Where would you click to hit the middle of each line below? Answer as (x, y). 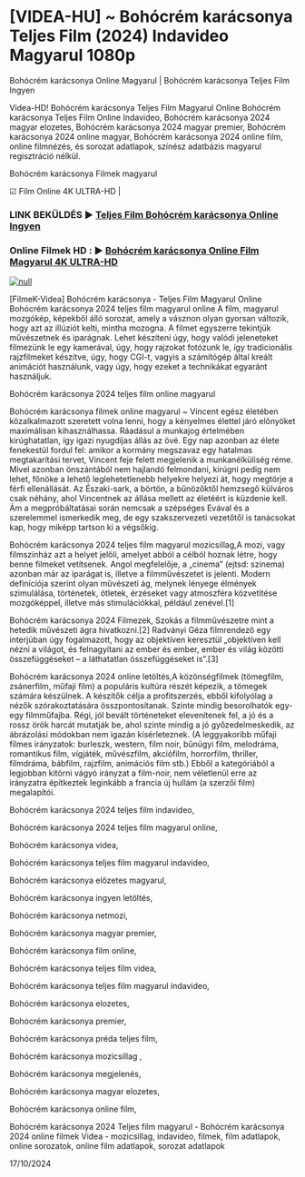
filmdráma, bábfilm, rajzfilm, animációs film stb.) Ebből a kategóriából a (142, 764)
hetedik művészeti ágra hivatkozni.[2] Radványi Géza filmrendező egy (140, 630)
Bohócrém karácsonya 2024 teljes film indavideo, (102, 810)
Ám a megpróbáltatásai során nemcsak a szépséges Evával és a (129, 508)
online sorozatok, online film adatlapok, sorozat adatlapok (117, 1146)
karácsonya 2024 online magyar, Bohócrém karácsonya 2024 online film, (146, 136)
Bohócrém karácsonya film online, (73, 951)
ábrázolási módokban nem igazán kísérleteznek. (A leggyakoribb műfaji (143, 735)
